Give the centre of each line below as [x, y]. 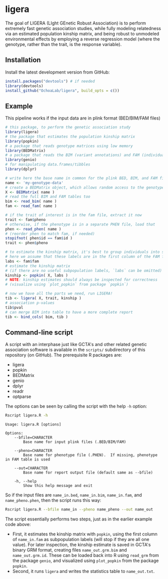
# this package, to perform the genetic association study [68, 127]
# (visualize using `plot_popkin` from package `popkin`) [67, 284]
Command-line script [39, 332]
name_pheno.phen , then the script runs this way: [53, 500]
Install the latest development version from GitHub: [57, 72]
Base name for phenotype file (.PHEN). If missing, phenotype [90, 455]
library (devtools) [24, 86]
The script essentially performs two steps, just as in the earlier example [79, 519]
